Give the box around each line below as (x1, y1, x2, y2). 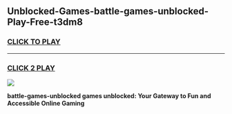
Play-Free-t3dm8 (7, 17, 83, 28)
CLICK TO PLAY (7, 37, 61, 47)
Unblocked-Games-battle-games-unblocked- (7, 6, 209, 17)
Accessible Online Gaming (7, 99, 85, 107)
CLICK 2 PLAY (7, 63, 55, 73)
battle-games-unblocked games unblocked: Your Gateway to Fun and (7, 91, 211, 99)
